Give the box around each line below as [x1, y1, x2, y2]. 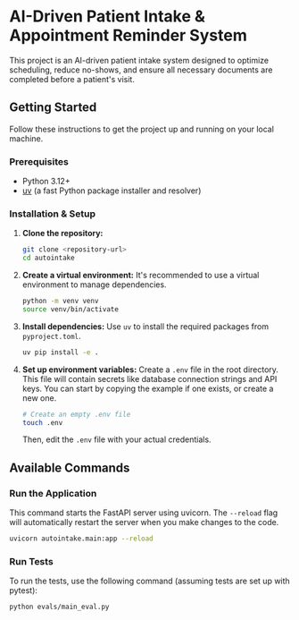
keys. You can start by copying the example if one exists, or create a [21, 383, 274, 394]
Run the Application [9, 487, 97, 499]
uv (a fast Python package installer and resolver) [21, 185, 202, 196]
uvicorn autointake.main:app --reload [9, 534, 154, 543]
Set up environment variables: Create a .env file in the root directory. [21, 364, 279, 375]
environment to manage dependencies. [21, 279, 167, 290]
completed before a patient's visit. [9, 73, 136, 84]
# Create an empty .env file [21, 410, 131, 419]
